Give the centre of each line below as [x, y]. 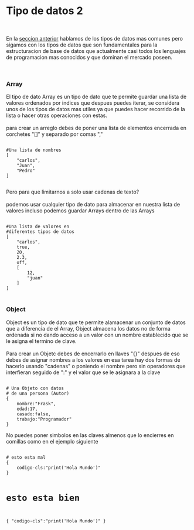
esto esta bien [43, 498]
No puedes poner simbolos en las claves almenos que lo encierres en [90, 435]
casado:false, [34, 414]
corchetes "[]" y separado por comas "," [55, 134]
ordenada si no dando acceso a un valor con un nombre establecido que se [97, 335]
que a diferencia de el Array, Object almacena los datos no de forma [89, 328]
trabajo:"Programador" [44, 419]
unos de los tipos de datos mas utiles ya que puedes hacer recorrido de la [96, 109]
